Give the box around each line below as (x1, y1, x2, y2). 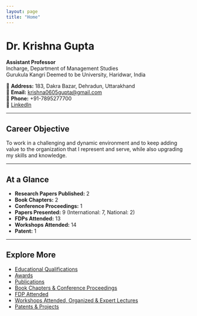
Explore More (6, 250, 56, 260)
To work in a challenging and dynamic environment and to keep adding (6, 139, 178, 147)
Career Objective (6, 124, 70, 134)
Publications (14, 278, 45, 285)
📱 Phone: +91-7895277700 (6, 95, 72, 102)
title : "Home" (6, 14, 41, 20)
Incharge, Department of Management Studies (6, 65, 118, 72)
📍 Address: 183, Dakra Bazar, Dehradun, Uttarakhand (6, 83, 135, 90)
